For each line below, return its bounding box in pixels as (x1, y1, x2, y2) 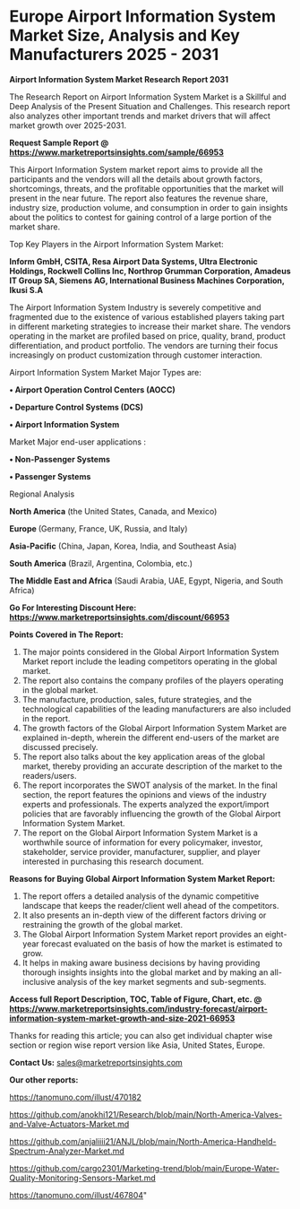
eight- (264, 928, 287, 939)
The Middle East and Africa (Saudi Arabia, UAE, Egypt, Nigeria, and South (9, 575, 284, 586)
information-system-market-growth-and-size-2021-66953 (9, 1013, 236, 1023)
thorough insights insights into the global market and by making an (21, 966, 269, 978)
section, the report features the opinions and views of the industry (21, 789, 267, 799)
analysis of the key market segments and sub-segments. (56, 976, 267, 987)
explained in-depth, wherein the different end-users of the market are (21, 732, 279, 743)
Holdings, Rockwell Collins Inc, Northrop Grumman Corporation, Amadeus (9, 265, 291, 276)
